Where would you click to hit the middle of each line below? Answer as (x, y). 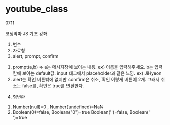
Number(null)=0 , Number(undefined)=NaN (58, 107)
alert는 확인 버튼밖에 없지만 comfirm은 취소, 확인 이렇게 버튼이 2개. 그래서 (86, 79)
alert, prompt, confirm (36, 56)
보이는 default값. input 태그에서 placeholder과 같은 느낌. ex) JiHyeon (92, 73)
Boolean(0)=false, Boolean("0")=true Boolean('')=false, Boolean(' (81, 112)
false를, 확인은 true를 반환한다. (53, 86)
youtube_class (37, 9)
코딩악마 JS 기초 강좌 (26, 33)
